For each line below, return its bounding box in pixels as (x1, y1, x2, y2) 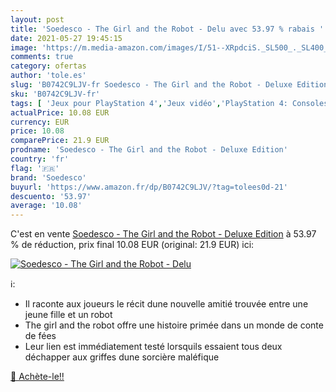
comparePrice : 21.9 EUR (10, 136, 110, 146)
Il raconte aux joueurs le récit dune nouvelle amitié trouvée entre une (24, 298, 309, 310)
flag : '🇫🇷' (10, 163, 60, 173)
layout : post (10, 14, 65, 25)
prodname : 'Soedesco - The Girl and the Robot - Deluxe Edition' (10, 145, 288, 155)
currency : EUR (10, 117, 70, 127)
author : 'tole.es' (10, 71, 87, 81)
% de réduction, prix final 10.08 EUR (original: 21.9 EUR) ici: (10, 239, 255, 251)
